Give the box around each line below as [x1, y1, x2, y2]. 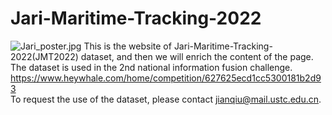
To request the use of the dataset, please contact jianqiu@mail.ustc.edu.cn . [10, 93, 322, 105]
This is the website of [83, 40, 172, 52]
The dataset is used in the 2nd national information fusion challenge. [10, 61, 293, 73]
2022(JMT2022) [10, 50, 79, 62]
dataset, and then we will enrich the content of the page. [80, 50, 314, 62]
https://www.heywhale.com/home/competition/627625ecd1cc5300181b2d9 [10, 72, 322, 84]
